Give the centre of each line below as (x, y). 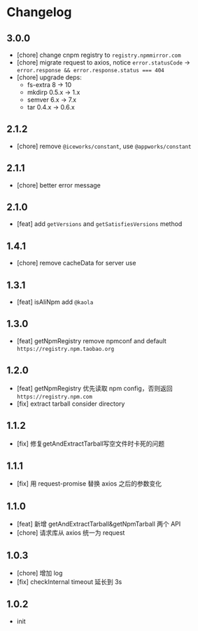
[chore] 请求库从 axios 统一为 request (71, 533)
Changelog (39, 12)
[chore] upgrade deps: (49, 77)
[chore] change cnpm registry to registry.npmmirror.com (99, 55)
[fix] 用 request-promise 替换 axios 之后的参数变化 (89, 484)
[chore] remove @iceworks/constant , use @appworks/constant (104, 146)
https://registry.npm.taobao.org (65, 349)
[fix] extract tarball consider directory (71, 404)
